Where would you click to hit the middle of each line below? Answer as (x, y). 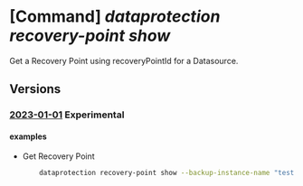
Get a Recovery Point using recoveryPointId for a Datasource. (124, 60)
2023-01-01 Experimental (67, 115)
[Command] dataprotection (115, 17)
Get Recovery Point (58, 156)
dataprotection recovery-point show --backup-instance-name (155, 173)
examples (28, 136)
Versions (35, 89)
